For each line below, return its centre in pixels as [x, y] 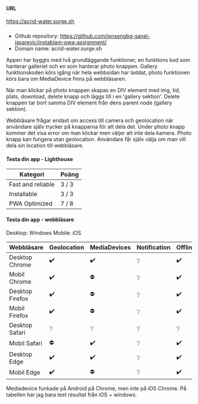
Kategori [32, 175]
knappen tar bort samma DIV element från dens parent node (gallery [89, 103]
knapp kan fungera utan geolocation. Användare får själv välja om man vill [96, 139]
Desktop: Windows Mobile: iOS [44, 232]
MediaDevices [110, 247]
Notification [154, 247]
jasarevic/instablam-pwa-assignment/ [61, 42]
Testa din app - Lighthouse [40, 159]
